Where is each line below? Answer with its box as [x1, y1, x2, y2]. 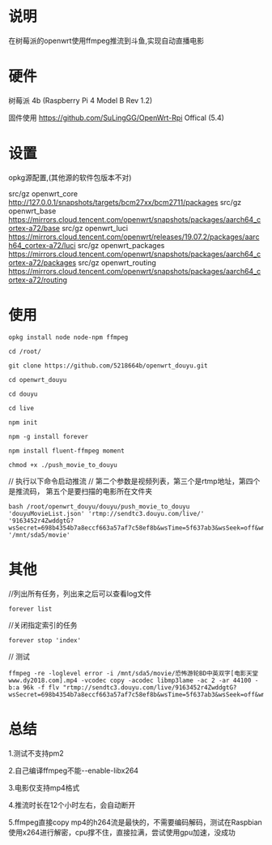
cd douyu [8, 390, 38, 398]
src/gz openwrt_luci [62, 223, 128, 233]
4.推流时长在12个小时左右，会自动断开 [8, 800, 136, 809]
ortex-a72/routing [8, 275, 67, 285]
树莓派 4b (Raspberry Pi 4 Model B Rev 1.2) [8, 95, 153, 105]
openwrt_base [8, 206, 57, 216]
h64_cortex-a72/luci [8, 240, 76, 250]
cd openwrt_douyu [8, 375, 67, 384]
